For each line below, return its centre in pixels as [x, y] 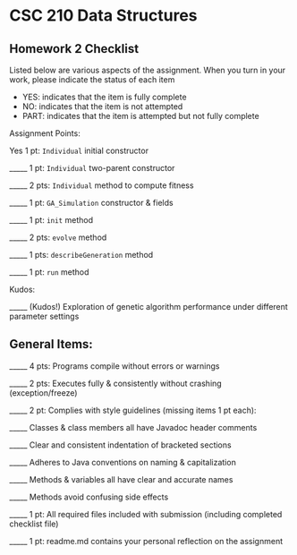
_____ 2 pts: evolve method [58, 237]
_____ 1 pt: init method [51, 220]
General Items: [51, 344]
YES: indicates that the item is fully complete [104, 97]
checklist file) [34, 524]
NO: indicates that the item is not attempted [102, 107]
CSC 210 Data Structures [104, 16]
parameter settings [44, 316]
